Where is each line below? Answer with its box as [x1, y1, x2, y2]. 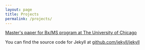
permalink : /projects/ [5, 16, 52, 21]
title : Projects [5, 12, 39, 17]
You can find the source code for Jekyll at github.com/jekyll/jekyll [5, 39, 140, 45]
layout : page [5, 7, 32, 12]
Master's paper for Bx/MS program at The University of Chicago [5, 30, 137, 36]
